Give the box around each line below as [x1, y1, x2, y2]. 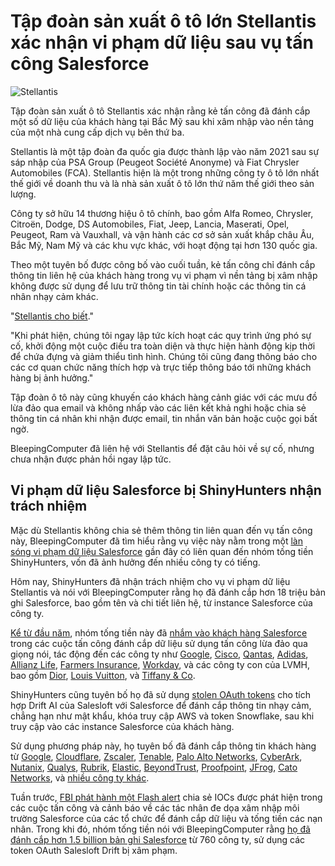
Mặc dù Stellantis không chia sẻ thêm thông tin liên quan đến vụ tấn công [10, 524, 313, 536]
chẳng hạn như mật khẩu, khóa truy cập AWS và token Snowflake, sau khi [10, 710, 315, 722]
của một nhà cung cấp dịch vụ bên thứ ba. [10, 126, 185, 138]
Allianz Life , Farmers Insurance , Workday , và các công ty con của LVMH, [10, 658, 310, 670]
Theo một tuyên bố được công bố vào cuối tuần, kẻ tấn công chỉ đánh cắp [10, 258, 316, 270]
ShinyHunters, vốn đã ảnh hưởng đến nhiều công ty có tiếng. [10, 556, 261, 568]
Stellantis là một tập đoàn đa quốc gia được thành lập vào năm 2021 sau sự [10, 145, 320, 157]
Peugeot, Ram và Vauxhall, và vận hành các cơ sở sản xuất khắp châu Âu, [10, 228, 315, 240]
